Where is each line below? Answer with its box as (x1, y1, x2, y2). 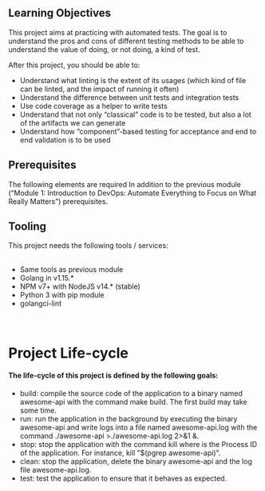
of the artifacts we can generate (19, 118, 126, 127)
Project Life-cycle (8, 344, 129, 362)
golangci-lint (19, 299, 62, 309)
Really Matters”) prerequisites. (8, 196, 109, 206)
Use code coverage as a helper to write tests (19, 101, 168, 110)
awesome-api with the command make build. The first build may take (19, 397, 247, 406)
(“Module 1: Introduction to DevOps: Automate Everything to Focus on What (8, 188, 257, 198)
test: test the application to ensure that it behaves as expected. (19, 473, 227, 483)
